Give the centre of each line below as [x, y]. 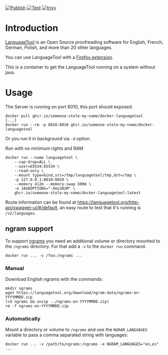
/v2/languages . [21, 213]
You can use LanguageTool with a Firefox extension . [59, 57]
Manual [15, 268]
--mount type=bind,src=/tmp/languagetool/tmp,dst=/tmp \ [75, 175]
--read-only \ [29, 171]
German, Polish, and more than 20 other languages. [59, 47]
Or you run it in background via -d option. [48, 138]
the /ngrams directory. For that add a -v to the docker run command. [76, 246]
